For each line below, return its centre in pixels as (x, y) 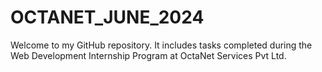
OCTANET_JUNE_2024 (107, 17)
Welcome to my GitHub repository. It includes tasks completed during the (161, 45)
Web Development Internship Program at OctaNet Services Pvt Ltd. (148, 55)
